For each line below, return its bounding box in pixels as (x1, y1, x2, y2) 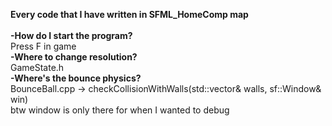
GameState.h (10, 62, 65, 73)
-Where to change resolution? (10, 51, 138, 63)
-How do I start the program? (10, 30, 133, 41)
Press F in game (10, 40, 77, 52)
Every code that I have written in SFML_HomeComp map (10, 9, 249, 20)
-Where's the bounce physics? (10, 72, 142, 84)
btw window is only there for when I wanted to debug (10, 104, 230, 116)
